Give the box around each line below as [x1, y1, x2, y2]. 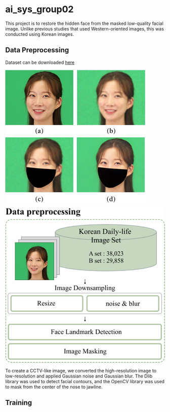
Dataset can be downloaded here [5, 59, 75, 65]
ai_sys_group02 [5, 4, 74, 15]
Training [5, 398, 32, 407]
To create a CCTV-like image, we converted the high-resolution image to [5, 367, 157, 373]
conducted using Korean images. [5, 31, 74, 37]
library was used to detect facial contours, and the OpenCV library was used [5, 378, 165, 384]
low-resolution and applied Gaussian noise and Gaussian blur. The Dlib [5, 373, 153, 379]
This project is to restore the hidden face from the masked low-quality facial [5, 20, 163, 26]
